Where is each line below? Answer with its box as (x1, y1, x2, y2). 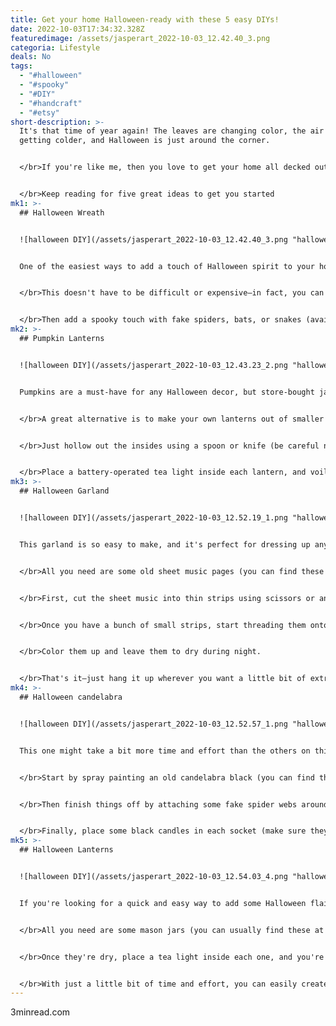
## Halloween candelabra (19, 692, 123, 702)
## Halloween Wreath (19, 207, 105, 218)
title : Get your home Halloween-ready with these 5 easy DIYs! (10, 14, 280, 25)
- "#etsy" (19, 107, 60, 118)
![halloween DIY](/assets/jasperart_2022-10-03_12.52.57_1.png (19, 719, 288, 729)
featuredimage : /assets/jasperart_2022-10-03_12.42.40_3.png (10, 33, 271, 43)
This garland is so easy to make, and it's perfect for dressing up (19, 539, 311, 550)
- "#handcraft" (19, 98, 83, 108)
